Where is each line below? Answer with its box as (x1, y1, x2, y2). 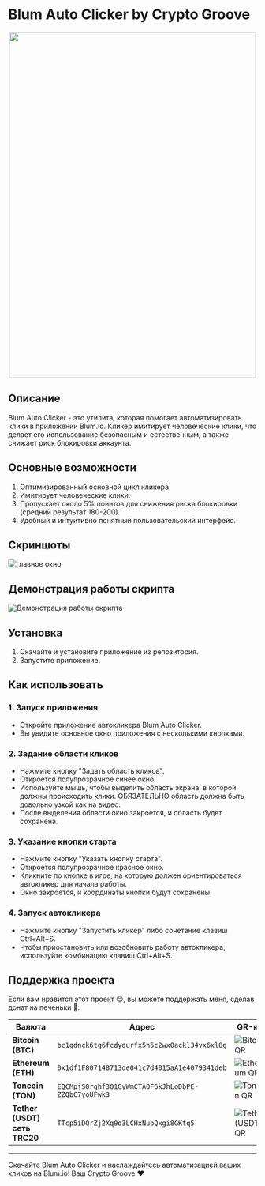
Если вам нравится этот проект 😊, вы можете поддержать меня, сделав (8, 994, 255, 1004)
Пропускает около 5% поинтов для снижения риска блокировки (19, 499, 238, 508)
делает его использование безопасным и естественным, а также (8, 429, 230, 439)
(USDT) (12, 1113, 41, 1124)
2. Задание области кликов (8, 748, 119, 759)
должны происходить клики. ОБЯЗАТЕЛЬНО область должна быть (19, 791, 244, 800)
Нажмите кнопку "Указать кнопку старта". (19, 854, 163, 864)
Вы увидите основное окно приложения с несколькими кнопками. (19, 729, 245, 738)
